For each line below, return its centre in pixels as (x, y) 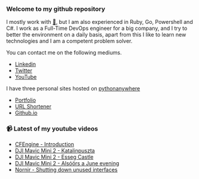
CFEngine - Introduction (45, 144)
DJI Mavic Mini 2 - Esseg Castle (54, 157)
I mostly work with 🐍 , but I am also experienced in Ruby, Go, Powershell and (99, 22)
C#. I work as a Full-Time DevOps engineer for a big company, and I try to (97, 28)
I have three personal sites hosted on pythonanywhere (73, 89)
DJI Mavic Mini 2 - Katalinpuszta (55, 150)
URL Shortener (33, 107)
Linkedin (25, 64)
